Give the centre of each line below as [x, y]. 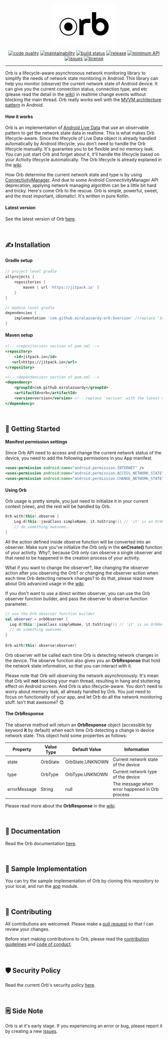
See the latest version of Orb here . [41, 219]
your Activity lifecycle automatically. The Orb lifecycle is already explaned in [83, 160]
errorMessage [22, 789]
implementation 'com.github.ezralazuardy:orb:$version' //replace [85, 318]
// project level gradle [31, 272]
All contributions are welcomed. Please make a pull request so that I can [79, 924]
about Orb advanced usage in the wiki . [45, 584]
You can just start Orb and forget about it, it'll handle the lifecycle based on [82, 154]
